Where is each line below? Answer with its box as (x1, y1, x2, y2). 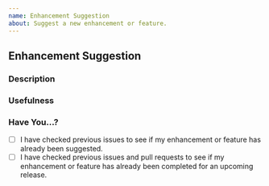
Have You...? (8, 116, 59, 127)
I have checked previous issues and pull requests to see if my (19, 152, 225, 162)
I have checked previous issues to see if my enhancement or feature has (19, 134, 262, 145)
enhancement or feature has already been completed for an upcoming (19, 162, 254, 172)
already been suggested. (19, 144, 103, 154)
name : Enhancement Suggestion (8, 11, 110, 20)
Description (8, 73, 56, 85)
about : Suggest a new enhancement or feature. (8, 19, 168, 27)
